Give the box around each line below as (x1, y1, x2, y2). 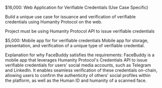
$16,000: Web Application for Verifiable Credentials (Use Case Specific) (5, 5, 148, 10)
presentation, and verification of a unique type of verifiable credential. (5, 43, 145, 48)
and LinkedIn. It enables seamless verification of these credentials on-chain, (5, 67, 158, 73)
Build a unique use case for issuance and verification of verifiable (5, 14, 136, 19)
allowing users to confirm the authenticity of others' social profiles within (5, 73, 151, 78)
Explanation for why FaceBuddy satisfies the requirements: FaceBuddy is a (5, 52, 155, 58)
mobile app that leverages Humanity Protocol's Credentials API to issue (5, 57, 147, 63)
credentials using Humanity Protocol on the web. (5, 19, 103, 25)
